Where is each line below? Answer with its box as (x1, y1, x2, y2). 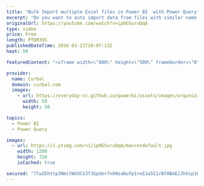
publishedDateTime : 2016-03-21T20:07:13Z (6, 43, 113, 49)
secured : (6, 170, 29, 176)
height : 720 (17, 154, 47, 161)
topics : (6, 115, 26, 121)
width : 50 (22, 98, 47, 105)
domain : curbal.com (12, 81, 61, 88)
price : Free (6, 32, 36, 38)
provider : (6, 70, 32, 76)
